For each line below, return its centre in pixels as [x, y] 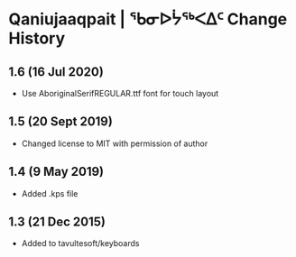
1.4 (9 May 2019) [56, 172]
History [37, 38]
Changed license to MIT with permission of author [115, 143]
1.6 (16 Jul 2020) [56, 72]
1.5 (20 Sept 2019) [61, 122]
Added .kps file [50, 193]
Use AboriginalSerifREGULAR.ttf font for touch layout [120, 93]
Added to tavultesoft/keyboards [80, 243]
